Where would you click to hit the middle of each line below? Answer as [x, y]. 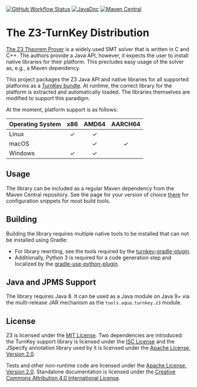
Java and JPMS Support [51, 282]
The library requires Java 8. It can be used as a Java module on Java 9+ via [98, 296]
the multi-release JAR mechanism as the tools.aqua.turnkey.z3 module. [94, 303]
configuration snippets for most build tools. [58, 201]
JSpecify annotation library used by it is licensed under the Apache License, [98, 348]
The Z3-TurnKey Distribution [78, 33]
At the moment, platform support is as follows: [62, 110]
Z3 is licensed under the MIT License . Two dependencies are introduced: [95, 335]
